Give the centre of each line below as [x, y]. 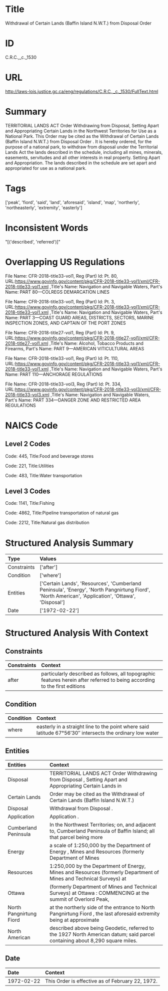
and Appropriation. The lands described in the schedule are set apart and [81, 163]
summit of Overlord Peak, [79, 899]
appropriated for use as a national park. [46, 168]
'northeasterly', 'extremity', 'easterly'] [44, 208]
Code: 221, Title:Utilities [29, 466]
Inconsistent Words [47, 228]
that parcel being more [76, 837]
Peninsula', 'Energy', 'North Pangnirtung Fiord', [95, 590]
